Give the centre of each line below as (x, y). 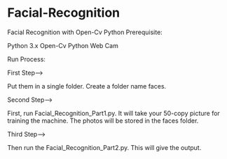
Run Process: (26, 59)
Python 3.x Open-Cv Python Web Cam (63, 45)
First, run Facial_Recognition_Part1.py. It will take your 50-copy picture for (114, 113)
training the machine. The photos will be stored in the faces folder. (103, 121)
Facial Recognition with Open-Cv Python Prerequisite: (85, 32)
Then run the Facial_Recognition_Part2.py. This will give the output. (104, 147)
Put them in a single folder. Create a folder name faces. (87, 86)
